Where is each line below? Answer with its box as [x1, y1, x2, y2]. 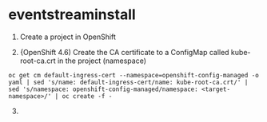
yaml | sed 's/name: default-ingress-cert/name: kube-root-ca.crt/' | [8, 78, 249, 86]
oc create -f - [62, 92, 113, 100]
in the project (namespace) [57, 56, 146, 65]
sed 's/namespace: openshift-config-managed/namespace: [8, 85, 198, 93]
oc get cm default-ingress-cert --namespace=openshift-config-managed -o [8, 71, 260, 79]
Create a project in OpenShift [19, 32, 116, 41]
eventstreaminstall [8, 6, 136, 24]
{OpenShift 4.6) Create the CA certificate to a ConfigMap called [19, 47, 229, 57]
